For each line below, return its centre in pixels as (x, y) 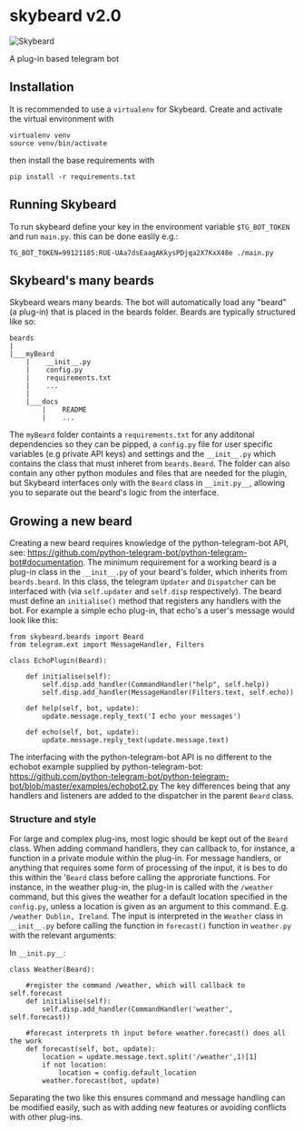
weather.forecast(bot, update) (101, 1081)
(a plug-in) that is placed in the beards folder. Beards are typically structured (152, 312)
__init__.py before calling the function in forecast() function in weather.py (151, 926)
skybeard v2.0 (65, 16)
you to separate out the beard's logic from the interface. (114, 492)
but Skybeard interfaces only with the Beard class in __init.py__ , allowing (147, 483)
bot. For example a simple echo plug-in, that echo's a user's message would (152, 610)
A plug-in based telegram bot (64, 58)
